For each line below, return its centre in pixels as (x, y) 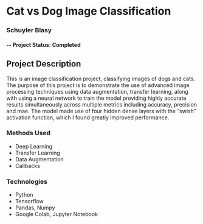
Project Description (44, 64)
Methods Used (28, 133)
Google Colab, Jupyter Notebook (57, 214)
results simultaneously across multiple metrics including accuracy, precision (102, 104)
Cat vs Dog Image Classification (89, 11)
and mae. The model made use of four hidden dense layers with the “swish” (101, 111)
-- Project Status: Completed (43, 44)
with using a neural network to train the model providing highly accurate (96, 98)
